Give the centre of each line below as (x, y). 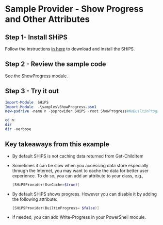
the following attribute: (34, 199)
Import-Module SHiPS (27, 102)
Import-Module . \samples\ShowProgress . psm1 (51, 107)
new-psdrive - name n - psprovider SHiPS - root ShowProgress (66, 111)
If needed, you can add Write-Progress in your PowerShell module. (79, 217)
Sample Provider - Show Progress (74, 9)
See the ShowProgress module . (37, 76)
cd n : (10, 120)
